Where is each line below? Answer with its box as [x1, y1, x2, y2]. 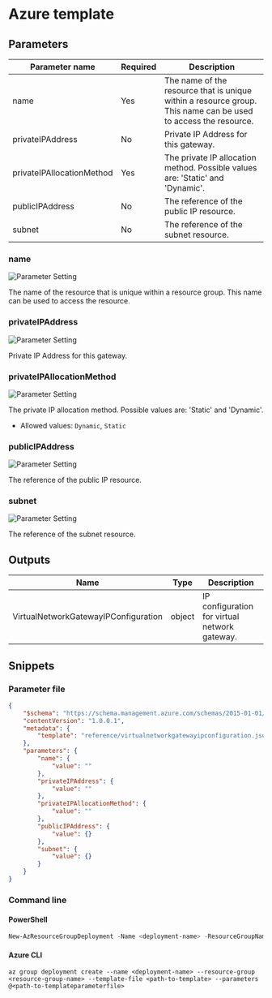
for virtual [202, 611, 240, 622]
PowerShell [8, 914, 48, 924]
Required [121, 62, 157, 72]
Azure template [8, 5, 115, 24]
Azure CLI [8, 950, 43, 960]
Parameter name [29, 62, 96, 72]
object [170, 611, 195, 622]
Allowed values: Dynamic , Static [19, 420, 127, 430]
